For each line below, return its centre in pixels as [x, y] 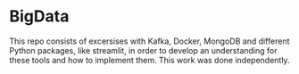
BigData [39, 16]
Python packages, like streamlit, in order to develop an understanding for [143, 50]
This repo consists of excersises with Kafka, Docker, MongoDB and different [149, 41]
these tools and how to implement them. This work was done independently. [149, 60]
